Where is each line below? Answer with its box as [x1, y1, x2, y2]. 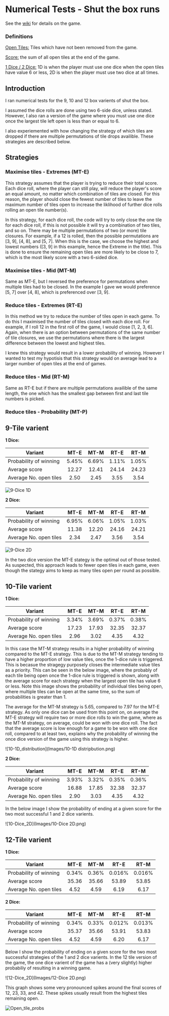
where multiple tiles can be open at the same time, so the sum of [5, 689, 140, 695]
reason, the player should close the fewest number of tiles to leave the [5, 196, 152, 202]
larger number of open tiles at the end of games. [5, 361, 106, 367]
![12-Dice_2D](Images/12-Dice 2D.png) [5, 975, 86, 981]
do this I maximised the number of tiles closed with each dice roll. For [5, 319, 150, 325]
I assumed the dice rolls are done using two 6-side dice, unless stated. [5, 107, 153, 113]
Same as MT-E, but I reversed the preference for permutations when [5, 278, 148, 284]
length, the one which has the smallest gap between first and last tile [5, 390, 149, 396]
